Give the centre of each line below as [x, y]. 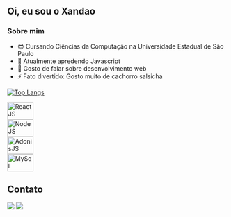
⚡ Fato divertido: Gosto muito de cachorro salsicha [90, 76]
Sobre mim [26, 31]
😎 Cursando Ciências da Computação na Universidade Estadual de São [120, 46]
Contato [25, 190]
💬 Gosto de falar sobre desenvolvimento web [82, 68]
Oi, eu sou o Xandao [51, 11]
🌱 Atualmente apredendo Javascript [69, 61]
